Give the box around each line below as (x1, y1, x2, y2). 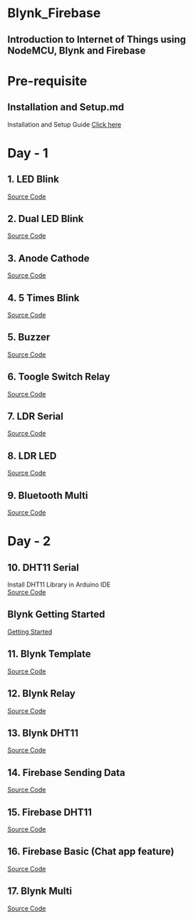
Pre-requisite (7, 73, 88, 89)
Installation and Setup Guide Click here (7, 120, 122, 129)
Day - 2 (7, 533, 51, 550)
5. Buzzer (7, 331, 51, 343)
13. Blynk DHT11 (7, 727, 79, 739)
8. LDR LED (7, 450, 57, 462)
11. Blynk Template (7, 648, 91, 660)
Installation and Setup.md (7, 101, 125, 113)
